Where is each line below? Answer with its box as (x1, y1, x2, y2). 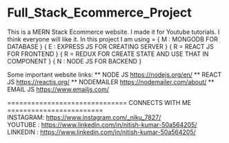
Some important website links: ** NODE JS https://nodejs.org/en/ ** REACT (7, 70, 222, 79)
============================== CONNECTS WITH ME (7, 98, 192, 106)
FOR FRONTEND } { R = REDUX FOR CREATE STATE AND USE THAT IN (7, 50, 209, 58)
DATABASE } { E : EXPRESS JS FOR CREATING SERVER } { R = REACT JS (7, 42, 214, 50)
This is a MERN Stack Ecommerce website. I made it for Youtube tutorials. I (7, 28, 220, 36)
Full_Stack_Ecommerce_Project (7, 5, 192, 21)
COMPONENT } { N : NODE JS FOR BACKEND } (7, 57, 142, 65)
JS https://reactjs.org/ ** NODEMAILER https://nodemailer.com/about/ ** (7, 77, 215, 86)
